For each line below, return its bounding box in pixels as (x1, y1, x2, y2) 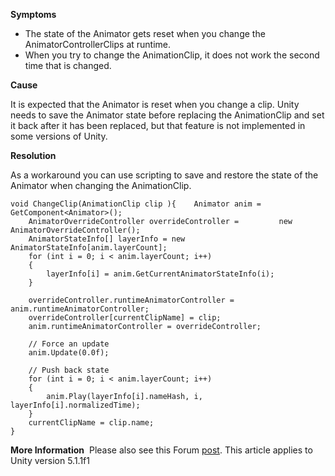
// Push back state (28, 365, 110, 375)
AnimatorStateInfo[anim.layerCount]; (10, 243, 168, 253)
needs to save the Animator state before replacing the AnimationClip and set (10, 109, 325, 121)
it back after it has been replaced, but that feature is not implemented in (10, 120, 306, 131)
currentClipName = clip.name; (28, 418, 155, 428)
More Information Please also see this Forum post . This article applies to (10, 444, 313, 456)
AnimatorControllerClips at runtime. (24, 39, 172, 50)
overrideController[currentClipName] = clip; (28, 313, 222, 323)
